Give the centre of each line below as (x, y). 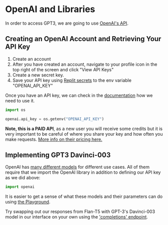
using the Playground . (28, 202)
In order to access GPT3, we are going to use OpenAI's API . (67, 23)
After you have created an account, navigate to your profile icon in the (85, 64)
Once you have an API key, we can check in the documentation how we (79, 95)
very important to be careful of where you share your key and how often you (84, 134)
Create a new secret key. (38, 75)
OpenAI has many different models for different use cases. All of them (77, 167)
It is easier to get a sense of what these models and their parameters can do (84, 196)
